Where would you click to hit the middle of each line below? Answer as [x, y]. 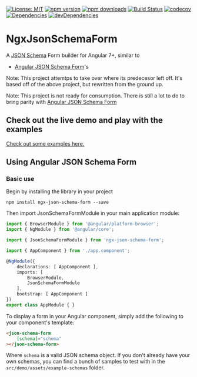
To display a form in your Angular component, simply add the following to [95, 316]
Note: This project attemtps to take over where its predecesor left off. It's [94, 78]
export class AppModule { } [41, 305]
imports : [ [30, 272]
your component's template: [40, 322]
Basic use [20, 179]
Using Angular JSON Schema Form [71, 162]
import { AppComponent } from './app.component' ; [68, 251]
